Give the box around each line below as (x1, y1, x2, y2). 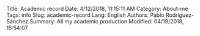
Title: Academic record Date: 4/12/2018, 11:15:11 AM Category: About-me (6, 5, 188, 12)
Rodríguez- (165, 11, 194, 19)
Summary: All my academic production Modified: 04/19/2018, (29, 18, 184, 25)
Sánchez (6, 18, 29, 25)
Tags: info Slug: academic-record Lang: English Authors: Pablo (6, 11, 165, 19)
